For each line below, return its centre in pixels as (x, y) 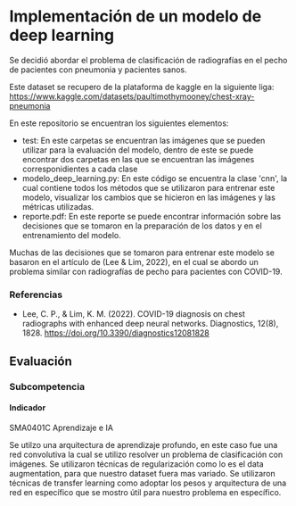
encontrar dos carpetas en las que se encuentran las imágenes (138, 159)
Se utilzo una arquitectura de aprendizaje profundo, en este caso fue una (144, 444)
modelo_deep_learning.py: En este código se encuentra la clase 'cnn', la (155, 178)
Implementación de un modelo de (136, 17)
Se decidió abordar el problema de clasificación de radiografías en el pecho (148, 60)
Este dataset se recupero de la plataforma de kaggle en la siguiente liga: (142, 87)
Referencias (36, 294)
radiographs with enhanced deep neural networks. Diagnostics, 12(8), (150, 324)
